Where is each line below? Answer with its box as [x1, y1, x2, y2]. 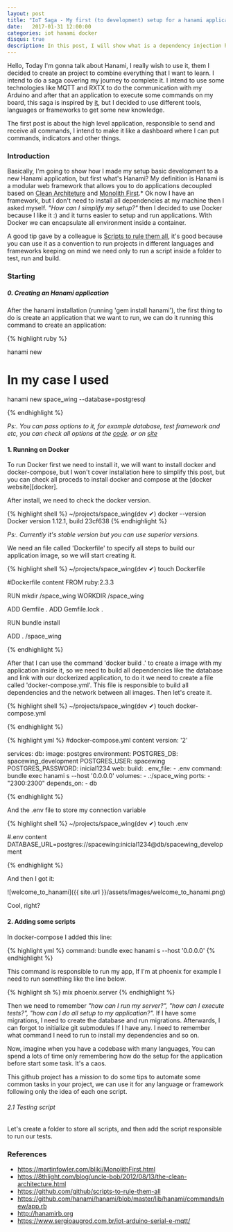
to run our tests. [7, 1132, 53, 1140]
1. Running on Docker [7, 445, 70, 453]
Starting [7, 271, 36, 281]
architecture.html [17, 1180, 67, 1188]
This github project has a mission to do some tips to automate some [7, 1072, 201, 1081]
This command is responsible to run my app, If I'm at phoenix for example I [7, 967, 221, 975]
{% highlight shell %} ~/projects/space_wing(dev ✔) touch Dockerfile [7, 565, 206, 573]
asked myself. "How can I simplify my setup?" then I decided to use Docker [7, 204, 223, 212]
